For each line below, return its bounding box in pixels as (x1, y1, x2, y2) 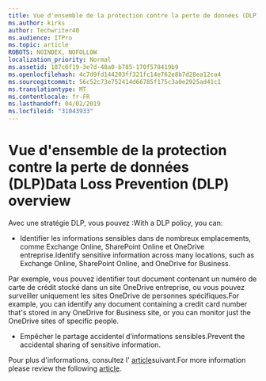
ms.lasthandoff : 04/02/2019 (8, 100, 101, 108)
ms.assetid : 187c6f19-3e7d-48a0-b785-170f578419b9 (8, 63, 179, 71)
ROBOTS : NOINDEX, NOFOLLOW (8, 48, 97, 56)
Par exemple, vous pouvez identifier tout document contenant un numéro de (8, 274, 257, 284)
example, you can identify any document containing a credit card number (8, 299, 248, 309)
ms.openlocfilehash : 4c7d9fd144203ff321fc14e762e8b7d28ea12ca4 (8, 70, 222, 78)
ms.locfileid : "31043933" (8, 108, 93, 116)
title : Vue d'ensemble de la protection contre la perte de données (8, 11, 239, 20)
